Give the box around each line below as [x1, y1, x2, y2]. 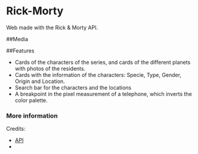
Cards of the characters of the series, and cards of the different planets [14, 58, 191, 66]
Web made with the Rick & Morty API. [6, 24, 98, 31]
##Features [6, 47, 35, 54]
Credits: [6, 125, 26, 133]
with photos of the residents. [14, 64, 86, 72]
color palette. [14, 97, 48, 104]
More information [6, 112, 58, 120]
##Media [6, 35, 29, 42]
